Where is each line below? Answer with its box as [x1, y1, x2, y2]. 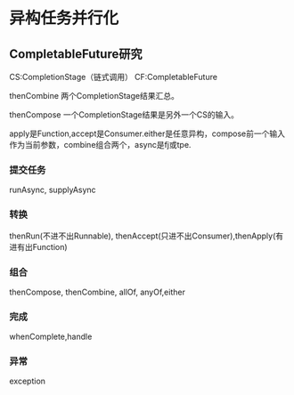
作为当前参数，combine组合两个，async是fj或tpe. [9, 140, 192, 149]
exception [9, 375, 46, 387]
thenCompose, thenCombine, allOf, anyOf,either [9, 286, 185, 297]
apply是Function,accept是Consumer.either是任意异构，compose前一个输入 [9, 128, 285, 139]
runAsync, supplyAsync [9, 184, 96, 196]
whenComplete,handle [9, 331, 93, 343]
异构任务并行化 [9, 8, 119, 28]
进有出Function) [9, 241, 69, 252]
